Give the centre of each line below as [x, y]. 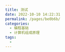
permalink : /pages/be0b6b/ [33, 19]
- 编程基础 [19, 28]
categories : [17, 24]
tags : [11, 38]
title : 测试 [16, 10]
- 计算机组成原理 [25, 33]
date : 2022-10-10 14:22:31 [33, 14]
